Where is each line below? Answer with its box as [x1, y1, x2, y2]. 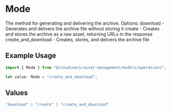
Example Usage [5, 51, 56, 60]
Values [5, 88, 28, 97]
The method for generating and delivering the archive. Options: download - [5, 20, 164, 26]
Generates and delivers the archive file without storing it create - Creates [5, 25, 160, 31]
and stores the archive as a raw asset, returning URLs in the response [5, 31, 153, 37]
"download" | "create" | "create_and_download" [5, 102, 109, 107]
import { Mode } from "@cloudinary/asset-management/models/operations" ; [5, 65, 167, 70]
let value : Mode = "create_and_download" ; [5, 74, 98, 80]
